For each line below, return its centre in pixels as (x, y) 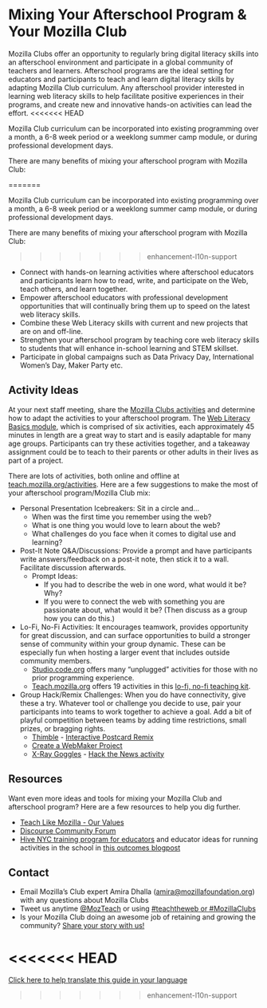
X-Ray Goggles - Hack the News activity (98, 754)
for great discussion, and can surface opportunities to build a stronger (135, 635)
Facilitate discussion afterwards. (73, 567)
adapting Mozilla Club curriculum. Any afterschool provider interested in (126, 87)
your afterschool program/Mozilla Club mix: (80, 493)
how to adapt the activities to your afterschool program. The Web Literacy (130, 418)
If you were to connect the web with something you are (134, 601)
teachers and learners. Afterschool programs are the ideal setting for (121, 70)
